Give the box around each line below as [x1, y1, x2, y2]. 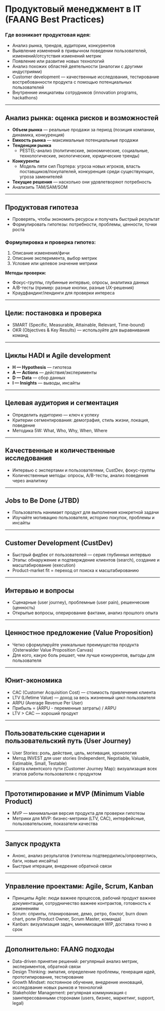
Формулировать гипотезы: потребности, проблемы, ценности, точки [12, 221, 157, 227]
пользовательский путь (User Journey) [5, 737, 131, 745]
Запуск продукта [5, 839, 60, 848]
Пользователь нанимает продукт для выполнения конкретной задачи [12, 509, 159, 515]
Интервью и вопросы [5, 586, 75, 595]
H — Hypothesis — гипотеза [12, 364, 72, 370]
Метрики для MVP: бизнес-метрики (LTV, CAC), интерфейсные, [12, 815, 146, 822]
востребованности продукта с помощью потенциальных [12, 79, 132, 85]
